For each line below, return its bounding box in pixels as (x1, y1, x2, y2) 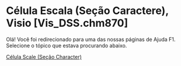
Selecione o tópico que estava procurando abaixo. (6, 42, 127, 49)
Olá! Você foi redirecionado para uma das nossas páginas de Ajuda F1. (6, 36, 176, 43)
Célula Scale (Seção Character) (6, 53, 82, 60)
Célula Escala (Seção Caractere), (6, 4, 169, 18)
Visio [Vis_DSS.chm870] (6, 16, 128, 30)
